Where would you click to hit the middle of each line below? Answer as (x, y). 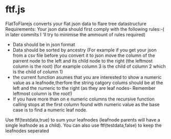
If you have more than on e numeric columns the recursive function (84, 99)
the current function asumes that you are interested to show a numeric (87, 77)
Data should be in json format (44, 44)
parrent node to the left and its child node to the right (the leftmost (82, 61)
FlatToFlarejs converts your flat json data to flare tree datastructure (76, 24)
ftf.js (15, 9)
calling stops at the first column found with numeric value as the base (86, 104)
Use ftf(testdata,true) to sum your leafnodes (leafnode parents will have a (83, 120)
